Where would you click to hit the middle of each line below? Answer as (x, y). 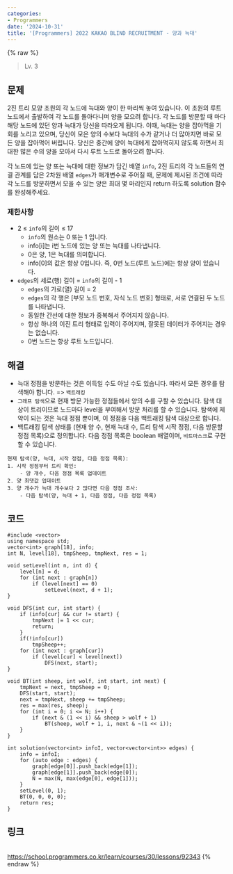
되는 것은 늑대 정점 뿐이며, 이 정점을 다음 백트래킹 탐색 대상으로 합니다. (126, 419)
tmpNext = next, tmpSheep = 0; (65, 687)
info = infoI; (40, 754)
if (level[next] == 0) (65, 584)
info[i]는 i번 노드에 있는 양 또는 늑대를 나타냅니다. (94, 246)
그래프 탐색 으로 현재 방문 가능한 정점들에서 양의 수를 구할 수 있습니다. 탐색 (116, 401)
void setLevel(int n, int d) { (53, 565)
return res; (37, 803)
